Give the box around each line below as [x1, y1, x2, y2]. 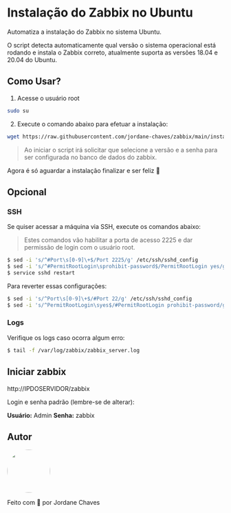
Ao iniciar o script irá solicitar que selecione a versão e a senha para [23, 145, 218, 154]
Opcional [7, 186, 47, 198]
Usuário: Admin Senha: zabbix [7, 411, 95, 419]
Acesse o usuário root [16, 94, 80, 102]
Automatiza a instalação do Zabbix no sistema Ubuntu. [7, 28, 162, 36]
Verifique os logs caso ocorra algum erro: [7, 333, 125, 342]
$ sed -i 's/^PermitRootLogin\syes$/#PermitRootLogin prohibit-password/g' [7, 301, 229, 308]
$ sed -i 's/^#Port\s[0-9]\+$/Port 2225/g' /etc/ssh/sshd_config [7, 256, 198, 263]
